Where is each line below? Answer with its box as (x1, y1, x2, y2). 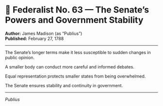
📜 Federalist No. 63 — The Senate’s (5, 4, 149, 15)
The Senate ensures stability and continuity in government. (5, 82, 123, 88)
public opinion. (5, 54, 35, 60)
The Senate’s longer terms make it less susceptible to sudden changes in (5, 49, 151, 55)
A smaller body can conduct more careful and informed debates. (5, 64, 134, 69)
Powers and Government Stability (5, 14, 144, 26)
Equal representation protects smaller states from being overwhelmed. (5, 73, 146, 79)
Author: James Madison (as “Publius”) (5, 30, 82, 36)
